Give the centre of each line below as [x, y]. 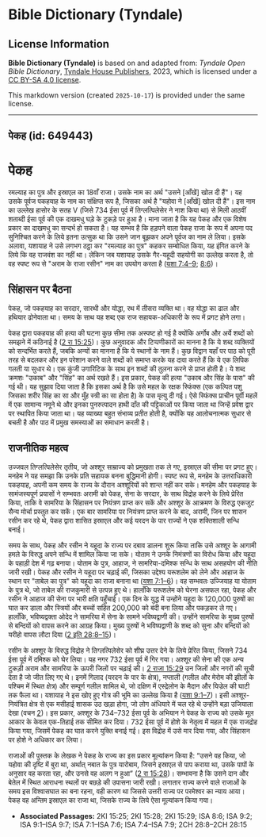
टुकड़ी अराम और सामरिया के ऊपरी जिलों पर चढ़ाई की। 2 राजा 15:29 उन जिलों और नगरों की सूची [131, 668]
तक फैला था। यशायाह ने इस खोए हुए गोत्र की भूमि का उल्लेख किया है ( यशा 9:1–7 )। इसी [119, 695]
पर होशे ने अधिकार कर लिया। [46, 739]
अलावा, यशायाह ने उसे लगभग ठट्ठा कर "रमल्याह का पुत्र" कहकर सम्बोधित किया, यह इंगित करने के [129, 246]
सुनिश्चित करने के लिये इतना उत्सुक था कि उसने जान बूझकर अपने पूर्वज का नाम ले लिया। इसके [127, 237]
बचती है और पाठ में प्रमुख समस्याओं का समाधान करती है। [79, 423]
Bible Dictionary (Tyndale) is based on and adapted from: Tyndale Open [127, 63]
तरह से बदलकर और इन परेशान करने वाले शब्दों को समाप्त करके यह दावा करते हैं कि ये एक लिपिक [129, 360]
